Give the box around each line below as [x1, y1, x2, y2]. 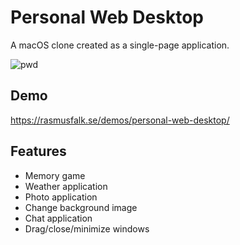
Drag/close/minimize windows [24, 222, 150, 235]
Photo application [24, 191, 98, 203]
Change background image [24, 201, 138, 213]
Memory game [24, 169, 86, 181]
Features [10, 143, 67, 160]
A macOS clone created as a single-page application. [10, 39, 230, 51]
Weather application [24, 180, 108, 192]
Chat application [24, 212, 93, 224]
